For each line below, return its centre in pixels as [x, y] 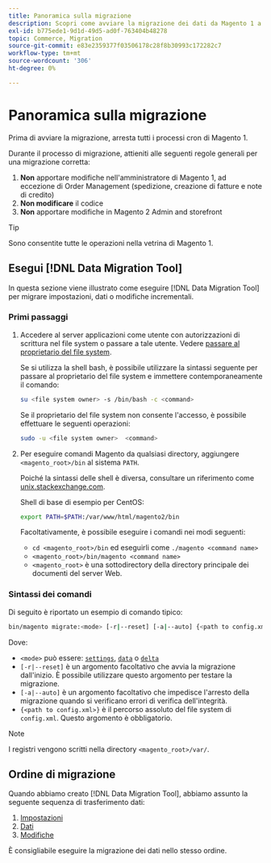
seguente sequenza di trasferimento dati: [77, 803]
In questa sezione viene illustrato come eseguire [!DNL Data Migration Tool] [134, 288]
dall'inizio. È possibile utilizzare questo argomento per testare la [126, 675]
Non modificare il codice [61, 203]
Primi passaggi [38, 317]
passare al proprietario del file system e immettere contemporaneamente [141, 376]
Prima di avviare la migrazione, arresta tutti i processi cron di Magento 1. [128, 137]
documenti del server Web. [77, 573]
